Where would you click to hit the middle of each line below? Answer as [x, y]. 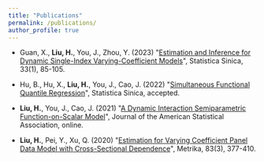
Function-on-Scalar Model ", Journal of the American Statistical [122, 117]
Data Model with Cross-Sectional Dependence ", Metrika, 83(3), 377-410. [138, 149]
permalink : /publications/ [52, 23]
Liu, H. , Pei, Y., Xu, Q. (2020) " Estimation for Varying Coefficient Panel [134, 140]
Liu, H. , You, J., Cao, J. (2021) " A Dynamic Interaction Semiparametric [133, 108]
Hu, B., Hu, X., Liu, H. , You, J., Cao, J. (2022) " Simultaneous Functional [135, 84]
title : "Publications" [45, 15]
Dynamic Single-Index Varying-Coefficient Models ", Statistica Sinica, [131, 61]
